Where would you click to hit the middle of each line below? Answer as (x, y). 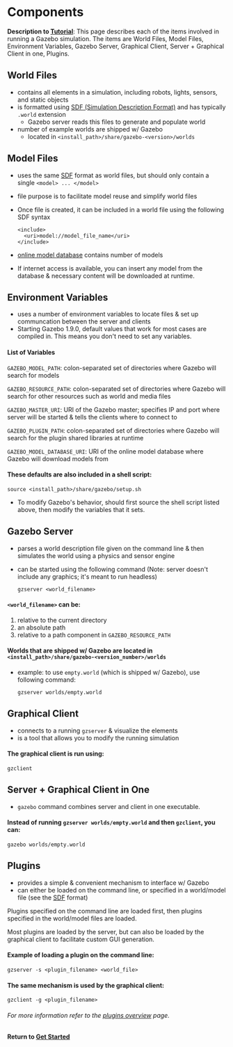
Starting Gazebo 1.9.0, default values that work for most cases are (112, 329)
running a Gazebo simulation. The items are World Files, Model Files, (105, 38)
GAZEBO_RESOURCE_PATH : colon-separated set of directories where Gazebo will (116, 389)
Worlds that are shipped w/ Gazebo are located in (80, 650)
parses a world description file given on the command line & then (110, 548)
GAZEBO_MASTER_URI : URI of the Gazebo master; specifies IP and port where (114, 409)
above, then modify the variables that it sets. (81, 509)
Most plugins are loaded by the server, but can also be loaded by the (106, 932)
